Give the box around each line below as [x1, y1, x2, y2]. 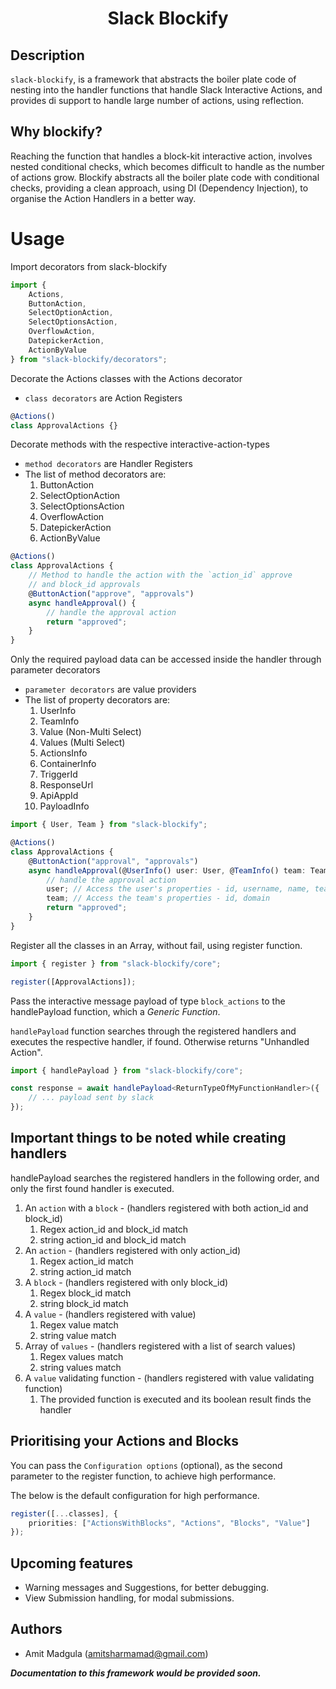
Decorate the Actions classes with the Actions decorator [10, 372, 243, 384]
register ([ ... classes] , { [10, 1508, 118, 1519]
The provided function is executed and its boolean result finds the [39, 1393, 312, 1405]
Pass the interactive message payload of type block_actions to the [10, 995, 286, 1007]
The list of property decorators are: [24, 694, 171, 706]
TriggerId [39, 768, 78, 781]
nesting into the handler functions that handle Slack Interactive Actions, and [10, 84, 323, 96]
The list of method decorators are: [24, 468, 167, 481]
